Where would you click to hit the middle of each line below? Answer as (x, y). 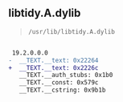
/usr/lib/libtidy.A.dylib (71, 31)
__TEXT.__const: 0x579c (59, 83)
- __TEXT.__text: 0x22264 (53, 60)
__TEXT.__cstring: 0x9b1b (62, 90)
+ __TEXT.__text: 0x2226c (53, 67)
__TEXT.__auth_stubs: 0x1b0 (66, 75)
